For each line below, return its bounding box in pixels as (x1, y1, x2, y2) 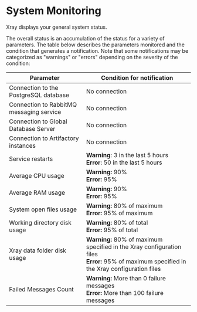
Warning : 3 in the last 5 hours (86, 151, 169, 159)
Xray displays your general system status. (6, 23, 107, 30)
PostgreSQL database (9, 91, 69, 99)
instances (9, 141, 36, 150)
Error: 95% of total (86, 226, 138, 234)
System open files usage (9, 205, 77, 213)
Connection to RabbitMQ (9, 100, 77, 108)
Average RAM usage (9, 188, 66, 196)
